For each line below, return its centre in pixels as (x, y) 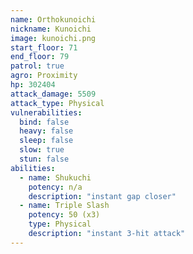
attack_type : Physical (57, 103)
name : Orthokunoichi (53, 19)
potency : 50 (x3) (64, 215)
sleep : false (46, 141)
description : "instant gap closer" (102, 196)
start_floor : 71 (44, 47)
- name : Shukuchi (55, 177)
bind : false (44, 122)
